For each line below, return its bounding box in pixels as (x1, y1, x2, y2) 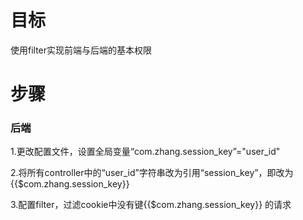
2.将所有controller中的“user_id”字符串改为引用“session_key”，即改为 (10, 167, 294, 179)
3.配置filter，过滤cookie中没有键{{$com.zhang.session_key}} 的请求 (10, 199, 292, 211)
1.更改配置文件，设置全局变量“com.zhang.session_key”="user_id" (10, 146, 281, 158)
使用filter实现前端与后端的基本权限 (10, 44, 153, 56)
